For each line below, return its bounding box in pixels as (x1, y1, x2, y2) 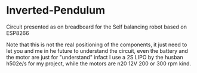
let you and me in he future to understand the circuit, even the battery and (6, 47, 188, 54)
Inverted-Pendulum (6, 4, 106, 17)
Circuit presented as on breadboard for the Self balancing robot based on (6, 23, 187, 30)
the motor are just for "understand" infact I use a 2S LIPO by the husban (6, 53, 183, 61)
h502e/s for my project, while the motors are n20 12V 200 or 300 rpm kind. (6, 60, 192, 67)
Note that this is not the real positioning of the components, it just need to (6, 41, 187, 48)
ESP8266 (6, 29, 29, 36)
